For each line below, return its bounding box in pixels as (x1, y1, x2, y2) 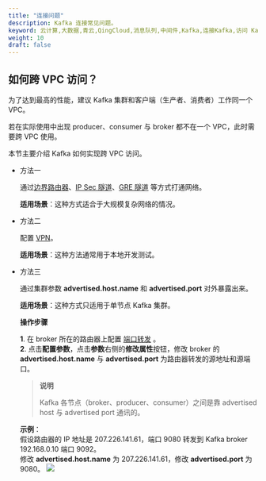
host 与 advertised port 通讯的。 (39, 407, 145, 417)
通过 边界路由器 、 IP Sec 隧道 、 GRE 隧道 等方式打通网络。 (19, 182, 207, 191)
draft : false (8, 41, 51, 49)
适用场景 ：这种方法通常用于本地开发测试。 (19, 249, 159, 259)
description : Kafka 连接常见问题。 (8, 19, 117, 27)
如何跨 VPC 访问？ (8, 72, 98, 86)
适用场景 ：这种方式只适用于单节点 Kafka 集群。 (19, 300, 175, 310)
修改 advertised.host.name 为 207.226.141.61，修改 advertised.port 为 (19, 454, 253, 464)
